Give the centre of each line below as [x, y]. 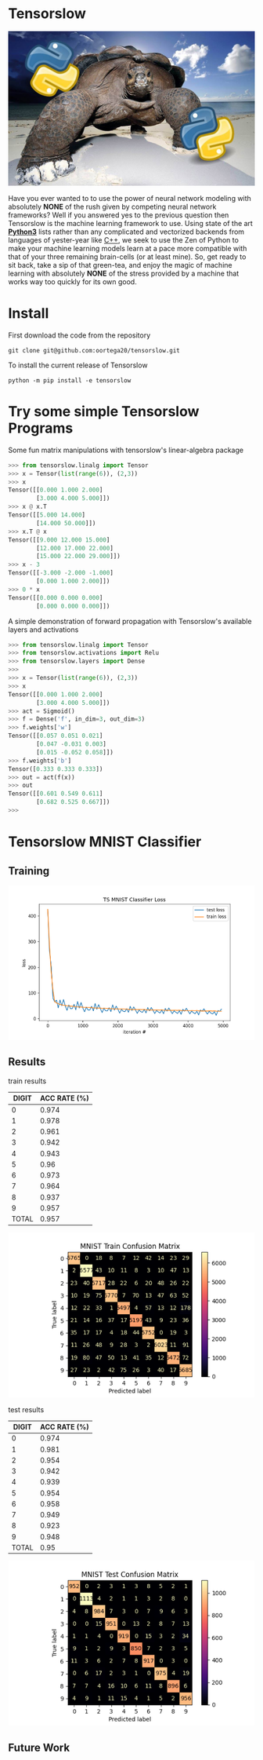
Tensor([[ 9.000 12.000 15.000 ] [59, 540]
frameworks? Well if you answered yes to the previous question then [119, 215]
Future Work [39, 1747]
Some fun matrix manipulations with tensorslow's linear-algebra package [126, 450]
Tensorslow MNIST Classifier [105, 842]
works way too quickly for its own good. [72, 281]
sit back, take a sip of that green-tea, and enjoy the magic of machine [120, 265]
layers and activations [43, 630]
